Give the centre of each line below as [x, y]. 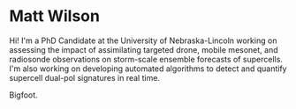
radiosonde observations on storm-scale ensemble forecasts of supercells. [146, 59]
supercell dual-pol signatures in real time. [85, 77]
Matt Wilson [54, 16]
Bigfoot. [23, 95]
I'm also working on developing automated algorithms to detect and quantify [148, 69]
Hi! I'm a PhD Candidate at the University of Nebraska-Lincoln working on [143, 40]
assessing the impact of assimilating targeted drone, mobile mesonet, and [144, 49]
